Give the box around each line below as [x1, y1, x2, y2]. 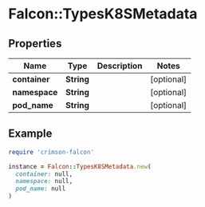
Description [97, 61, 143, 71]
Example [8, 127, 53, 141]
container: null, [15, 169, 73, 178]
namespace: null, [15, 177, 73, 185]
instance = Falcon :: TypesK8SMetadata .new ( [8, 162, 152, 170]
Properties [8, 37, 62, 50]
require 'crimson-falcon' [8, 148, 94, 156]
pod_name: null [15, 185, 66, 193]
